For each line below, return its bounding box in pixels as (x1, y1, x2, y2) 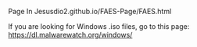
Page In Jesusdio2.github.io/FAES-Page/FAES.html (8, 7, 172, 16)
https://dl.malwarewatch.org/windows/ (8, 31, 133, 39)
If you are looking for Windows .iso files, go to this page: (8, 22, 190, 31)
